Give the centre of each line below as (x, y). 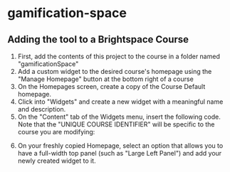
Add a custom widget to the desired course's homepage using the (115, 71)
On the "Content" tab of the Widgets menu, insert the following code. (119, 117)
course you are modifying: (56, 132)
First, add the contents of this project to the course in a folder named (119, 56)
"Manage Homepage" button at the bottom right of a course (105, 79)
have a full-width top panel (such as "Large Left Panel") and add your (120, 153)
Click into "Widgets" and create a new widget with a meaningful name (120, 102)
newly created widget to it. (57, 161)
